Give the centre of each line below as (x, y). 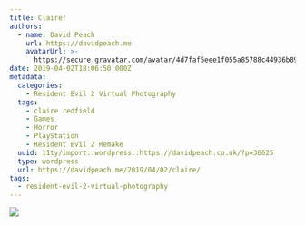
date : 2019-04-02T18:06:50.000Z (70, 69)
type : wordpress (48, 161)
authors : (26, 26)
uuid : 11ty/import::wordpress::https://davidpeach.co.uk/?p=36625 (146, 152)
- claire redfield (60, 111)
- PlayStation (52, 136)
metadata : (28, 77)
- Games (40, 119)
